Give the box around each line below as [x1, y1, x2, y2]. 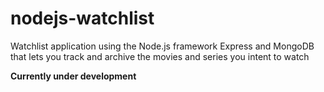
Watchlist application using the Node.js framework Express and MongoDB [10, 40, 315, 52]
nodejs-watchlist [10, 7, 155, 30]
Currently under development [10, 70, 137, 82]
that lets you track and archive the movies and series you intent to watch [10, 50, 310, 62]
